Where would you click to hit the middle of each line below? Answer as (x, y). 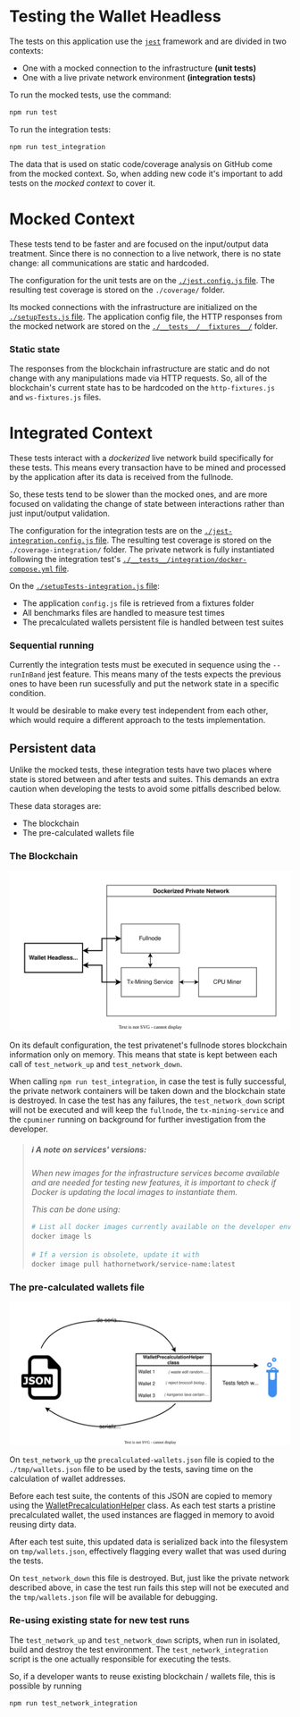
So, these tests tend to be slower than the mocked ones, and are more (138, 494)
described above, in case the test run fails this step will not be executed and (149, 1587)
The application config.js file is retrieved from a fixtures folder (138, 603)
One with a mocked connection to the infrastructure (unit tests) (139, 68)
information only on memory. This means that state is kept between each (144, 1054)
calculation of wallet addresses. (68, 1479)
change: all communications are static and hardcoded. (109, 263)
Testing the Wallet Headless (115, 17)
